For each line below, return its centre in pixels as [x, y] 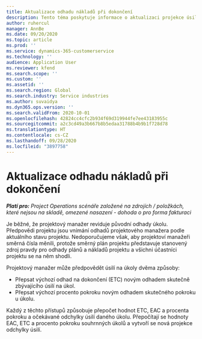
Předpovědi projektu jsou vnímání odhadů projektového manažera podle [95, 230]
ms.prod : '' [21, 46]
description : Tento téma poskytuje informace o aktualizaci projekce [95, 17]
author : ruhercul [28, 23]
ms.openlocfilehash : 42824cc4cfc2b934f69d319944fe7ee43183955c [87, 118]
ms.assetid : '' [25, 85]
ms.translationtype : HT [36, 130]
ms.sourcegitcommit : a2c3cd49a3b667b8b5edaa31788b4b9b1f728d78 [87, 124]
